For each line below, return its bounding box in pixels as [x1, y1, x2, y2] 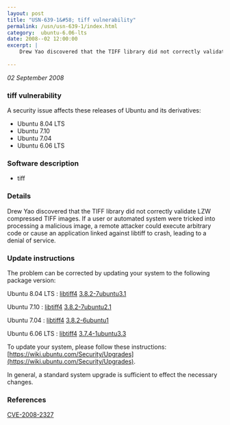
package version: [7, 276, 56, 284]
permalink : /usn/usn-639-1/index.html [7, 23, 118, 30]
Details [7, 192, 31, 201]
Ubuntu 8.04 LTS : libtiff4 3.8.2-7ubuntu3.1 [7, 289, 127, 297]
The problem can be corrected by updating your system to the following [7, 268, 210, 277]
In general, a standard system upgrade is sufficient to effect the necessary [7, 370, 218, 378]
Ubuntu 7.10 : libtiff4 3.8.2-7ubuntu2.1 [7, 303, 112, 311]
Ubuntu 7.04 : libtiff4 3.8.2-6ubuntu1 [7, 316, 110, 324]
